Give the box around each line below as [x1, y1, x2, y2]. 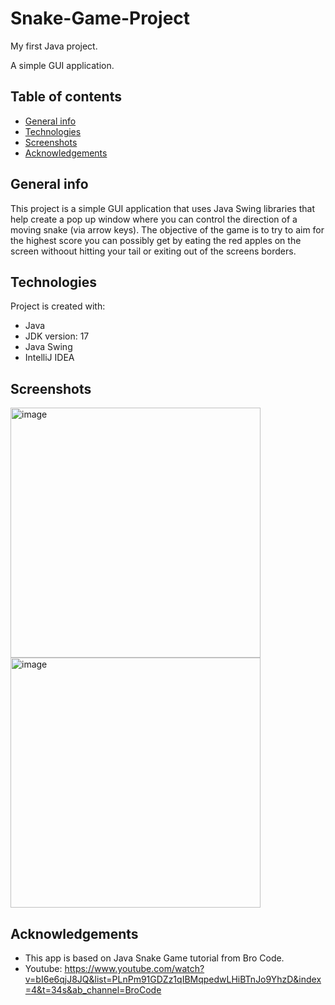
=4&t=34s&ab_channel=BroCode [24, 984, 162, 996]
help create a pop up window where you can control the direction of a [10, 213, 298, 225]
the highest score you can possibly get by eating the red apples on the [10, 234, 302, 246]
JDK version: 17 [24, 330, 90, 342]
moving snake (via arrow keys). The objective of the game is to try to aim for [10, 223, 325, 236]
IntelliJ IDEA [24, 352, 75, 364]
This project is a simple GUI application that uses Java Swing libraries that [10, 202, 315, 214]
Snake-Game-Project [10, 7, 191, 30]
